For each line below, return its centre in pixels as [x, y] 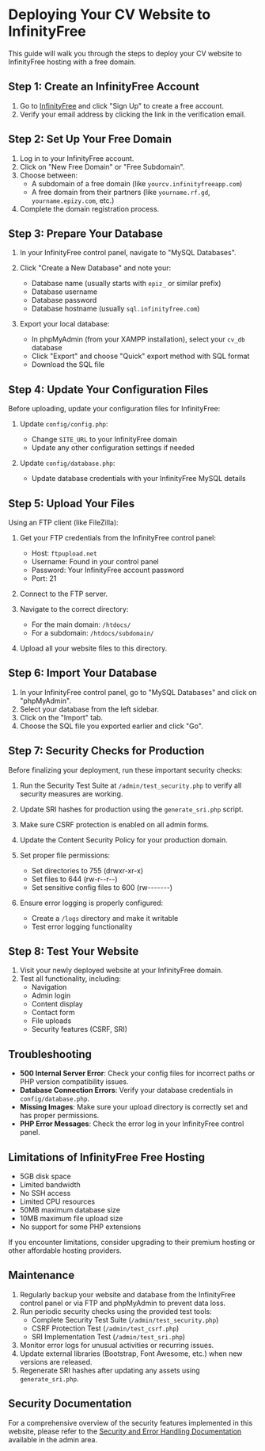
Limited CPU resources [57, 1201]
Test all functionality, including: [70, 979]
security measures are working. [71, 793]
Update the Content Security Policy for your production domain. [123, 840]
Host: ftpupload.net [64, 553]
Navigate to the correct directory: [74, 609]
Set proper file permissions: [65, 855]
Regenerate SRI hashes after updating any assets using [110, 1370]
